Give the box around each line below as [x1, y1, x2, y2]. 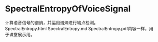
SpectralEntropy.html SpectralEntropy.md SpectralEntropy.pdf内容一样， [5, 25, 149, 31]
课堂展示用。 [9, 31, 35, 37]
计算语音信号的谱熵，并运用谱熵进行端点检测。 [5, 20, 98, 25]
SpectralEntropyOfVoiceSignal [5, 3, 131, 14]
